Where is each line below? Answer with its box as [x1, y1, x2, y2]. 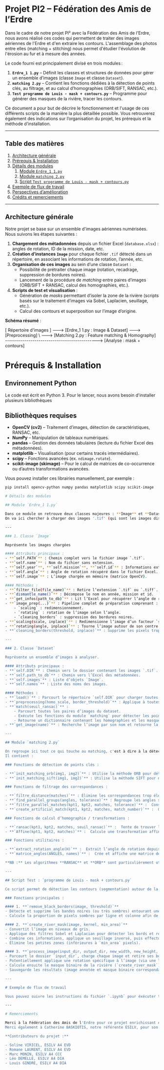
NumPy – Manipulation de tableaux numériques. [12, 435, 109, 441]
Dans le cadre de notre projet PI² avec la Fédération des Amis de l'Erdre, [5, 30, 150, 36]
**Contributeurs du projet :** [5, 1033, 69, 1039]
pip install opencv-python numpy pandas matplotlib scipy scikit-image [5, 485, 154, 490]
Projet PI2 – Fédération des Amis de [5, 3, 151, 15]
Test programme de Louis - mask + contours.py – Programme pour [12, 90, 147, 96]
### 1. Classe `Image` [5, 534, 51, 538]
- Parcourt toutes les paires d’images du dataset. [14, 709, 121, 713]
